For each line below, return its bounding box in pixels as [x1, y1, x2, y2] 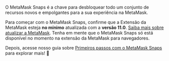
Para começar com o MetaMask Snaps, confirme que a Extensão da [5, 19, 146, 25]
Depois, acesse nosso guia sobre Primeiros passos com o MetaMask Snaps [5, 45, 162, 50]
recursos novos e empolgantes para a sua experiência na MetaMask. [5, 9, 148, 15]
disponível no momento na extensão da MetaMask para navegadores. [5, 35, 150, 41]
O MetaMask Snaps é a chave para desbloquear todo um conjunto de [5, 4, 149, 10]
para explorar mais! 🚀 [5, 50, 49, 56]
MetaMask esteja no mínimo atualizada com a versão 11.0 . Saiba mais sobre [5, 24, 164, 30]
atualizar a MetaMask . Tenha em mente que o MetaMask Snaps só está [5, 30, 153, 35]
